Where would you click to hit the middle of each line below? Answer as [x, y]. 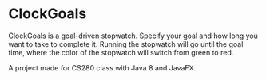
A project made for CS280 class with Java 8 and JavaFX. [102, 67]
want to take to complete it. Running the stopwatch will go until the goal [126, 44]
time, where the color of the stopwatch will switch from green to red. [121, 52]
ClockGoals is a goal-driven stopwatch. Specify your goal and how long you [133, 36]
